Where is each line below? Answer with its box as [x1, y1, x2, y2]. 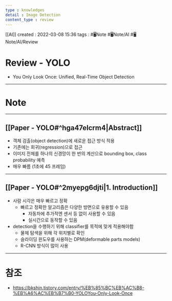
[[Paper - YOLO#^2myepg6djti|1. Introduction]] [5, 183, 158, 192]
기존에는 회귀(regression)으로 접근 [12, 144, 83, 150]
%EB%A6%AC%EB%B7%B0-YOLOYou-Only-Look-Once [12, 290, 133, 296]
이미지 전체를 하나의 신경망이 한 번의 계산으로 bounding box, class [12, 150, 147, 157]
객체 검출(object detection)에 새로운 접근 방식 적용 [12, 138, 115, 144]
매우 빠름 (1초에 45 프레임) [12, 163, 66, 170]
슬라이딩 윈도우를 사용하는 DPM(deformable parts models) [20, 236, 141, 242]
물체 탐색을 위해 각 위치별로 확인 [20, 230, 85, 236]
